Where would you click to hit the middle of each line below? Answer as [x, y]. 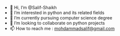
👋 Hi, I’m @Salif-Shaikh [33, 8]
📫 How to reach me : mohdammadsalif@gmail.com [62, 28]
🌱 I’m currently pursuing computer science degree [61, 18]
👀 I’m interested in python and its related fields [57, 13]
